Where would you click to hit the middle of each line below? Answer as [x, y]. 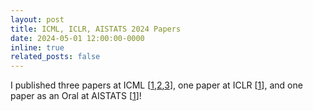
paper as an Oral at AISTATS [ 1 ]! [76, 96]
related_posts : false [55, 57]
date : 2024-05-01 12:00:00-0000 [77, 38]
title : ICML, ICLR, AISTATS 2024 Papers [96, 29]
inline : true [37, 47]
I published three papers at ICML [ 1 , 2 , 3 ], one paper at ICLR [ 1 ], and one [156, 85]
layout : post [37, 19]
